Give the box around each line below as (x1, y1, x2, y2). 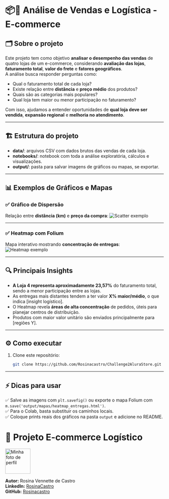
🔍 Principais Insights (5, 266, 73, 275)
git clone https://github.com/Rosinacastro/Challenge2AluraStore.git (12, 362, 162, 367)
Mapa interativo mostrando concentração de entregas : (5, 241, 120, 247)
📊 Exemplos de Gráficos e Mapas (5, 183, 113, 192)
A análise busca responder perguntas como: (5, 71, 97, 77)
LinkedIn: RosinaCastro (5, 483, 54, 489)
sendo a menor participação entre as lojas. (12, 287, 102, 293)
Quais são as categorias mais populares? (12, 91, 98, 97)
